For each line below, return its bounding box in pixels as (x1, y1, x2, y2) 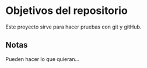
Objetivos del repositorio (5, 4, 128, 17)
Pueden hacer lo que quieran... (5, 55, 80, 62)
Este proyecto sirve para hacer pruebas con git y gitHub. (5, 23, 142, 30)
